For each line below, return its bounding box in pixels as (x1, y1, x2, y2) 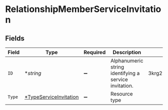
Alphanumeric (110, 57, 143, 64)
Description (112, 49, 141, 55)
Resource (110, 90, 133, 97)
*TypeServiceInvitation (24, 93, 79, 100)
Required (83, 49, 106, 55)
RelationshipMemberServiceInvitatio (5, 3, 161, 15)
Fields (5, 34, 25, 42)
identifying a (110, 70, 140, 76)
